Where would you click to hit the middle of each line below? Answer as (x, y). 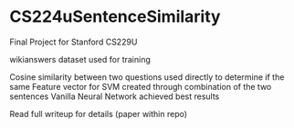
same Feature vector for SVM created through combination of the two (141, 86)
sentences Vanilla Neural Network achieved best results (115, 96)
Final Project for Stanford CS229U (73, 42)
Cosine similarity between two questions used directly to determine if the (147, 77)
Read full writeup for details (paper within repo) (99, 113)
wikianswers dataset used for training (80, 59)
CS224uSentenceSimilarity (115, 17)
